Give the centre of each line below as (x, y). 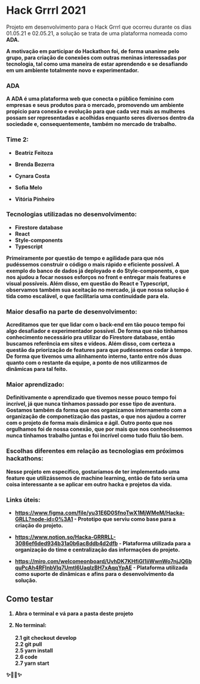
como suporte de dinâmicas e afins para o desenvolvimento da (94, 574)
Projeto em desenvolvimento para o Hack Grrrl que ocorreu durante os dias (99, 27)
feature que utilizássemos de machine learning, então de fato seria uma (97, 478)
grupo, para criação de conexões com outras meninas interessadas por (96, 57)
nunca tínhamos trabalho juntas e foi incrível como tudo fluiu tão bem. (95, 435)
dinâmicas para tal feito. (37, 369)
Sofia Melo (29, 187)
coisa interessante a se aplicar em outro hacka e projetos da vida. (89, 484)
